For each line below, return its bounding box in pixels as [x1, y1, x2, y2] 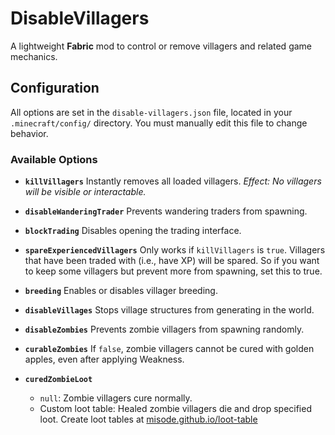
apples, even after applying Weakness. [24, 353, 185, 366]
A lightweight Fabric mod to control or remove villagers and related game [10, 40, 313, 52]
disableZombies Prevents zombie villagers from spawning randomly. [24, 323, 305, 336]
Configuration [10, 80, 100, 97]
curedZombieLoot [24, 375, 93, 385]
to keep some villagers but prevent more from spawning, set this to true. [24, 265, 323, 277]
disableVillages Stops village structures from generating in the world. [24, 304, 315, 316]
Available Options [10, 152, 98, 166]
